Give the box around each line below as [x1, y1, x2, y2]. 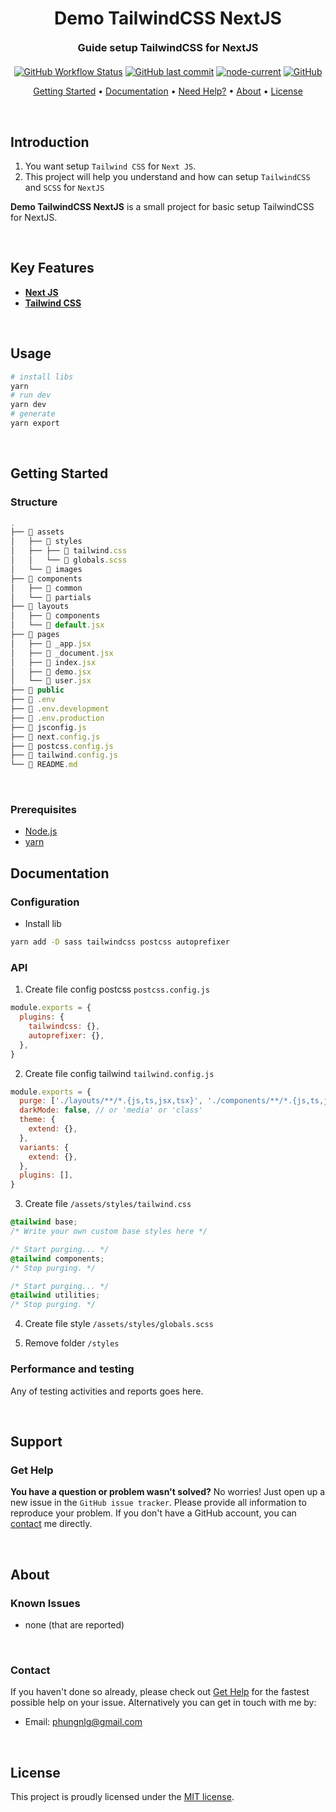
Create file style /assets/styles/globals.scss [24, 1318, 214, 1330]
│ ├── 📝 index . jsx [10, 657, 97, 667]
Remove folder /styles [24, 1337, 120, 1349]
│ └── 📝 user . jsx [10, 676, 92, 686]
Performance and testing [10, 1362, 135, 1376]
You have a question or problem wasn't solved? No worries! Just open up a [10, 1486, 326, 1498]
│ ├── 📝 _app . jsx [10, 638, 92, 649]
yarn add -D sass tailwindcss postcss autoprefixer [10, 937, 230, 947]
